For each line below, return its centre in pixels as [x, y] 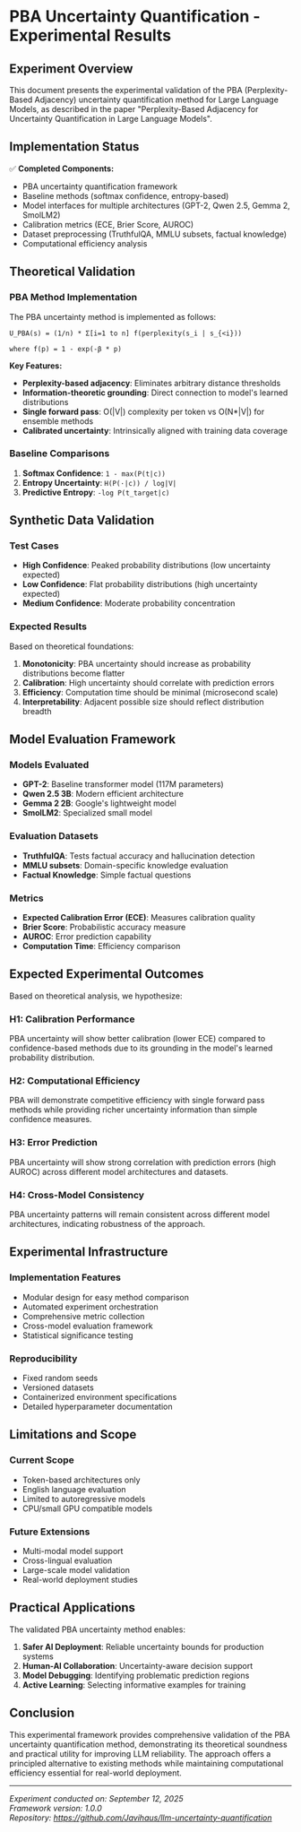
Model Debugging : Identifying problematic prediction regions [136, 1675]
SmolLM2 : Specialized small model [87, 813]
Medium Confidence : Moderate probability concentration [129, 603]
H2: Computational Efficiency [75, 1081]
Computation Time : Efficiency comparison [101, 946]
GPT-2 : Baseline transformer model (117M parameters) [123, 784]
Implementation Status [74, 147]
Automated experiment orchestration [90, 1307]
